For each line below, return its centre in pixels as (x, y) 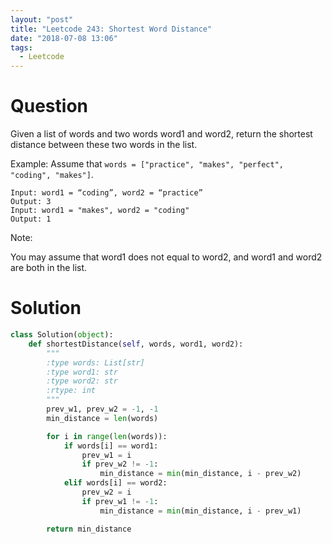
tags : (21, 47)
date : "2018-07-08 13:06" (64, 38)
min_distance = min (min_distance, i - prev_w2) (200, 474)
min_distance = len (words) (102, 418)
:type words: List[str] (95, 362)
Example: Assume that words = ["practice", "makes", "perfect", (147, 164)
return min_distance (89, 529)
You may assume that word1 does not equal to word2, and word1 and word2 (166, 257)
